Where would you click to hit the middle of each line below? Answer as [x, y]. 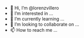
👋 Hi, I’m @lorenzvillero [35, 8]
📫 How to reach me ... [34, 30]
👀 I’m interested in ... [32, 13]
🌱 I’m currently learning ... [37, 19]
